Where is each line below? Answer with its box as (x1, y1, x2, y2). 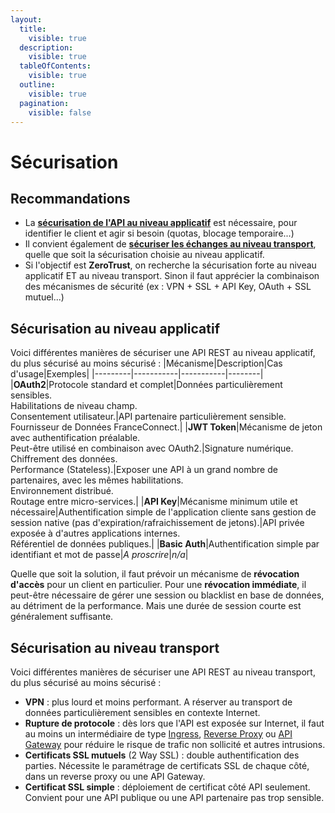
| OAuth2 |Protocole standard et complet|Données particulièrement (10, 379, 283, 391)
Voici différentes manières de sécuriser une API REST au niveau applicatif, (10, 347, 316, 359)
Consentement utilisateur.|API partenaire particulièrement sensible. (10, 411, 287, 423)
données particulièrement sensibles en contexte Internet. (24, 707, 261, 718)
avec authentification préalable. (10, 432, 141, 444)
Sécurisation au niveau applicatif (10, 320, 220, 337)
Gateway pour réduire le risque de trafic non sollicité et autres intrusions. (24, 739, 326, 750)
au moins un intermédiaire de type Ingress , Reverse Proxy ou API (24, 728, 293, 740)
